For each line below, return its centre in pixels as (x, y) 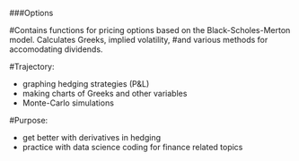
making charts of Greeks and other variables (105, 93)
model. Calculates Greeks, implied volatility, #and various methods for (139, 40)
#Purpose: (29, 120)
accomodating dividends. (56, 49)
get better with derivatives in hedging (92, 137)
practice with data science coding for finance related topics (132, 147)
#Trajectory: (32, 67)
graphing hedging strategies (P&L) (86, 84)
